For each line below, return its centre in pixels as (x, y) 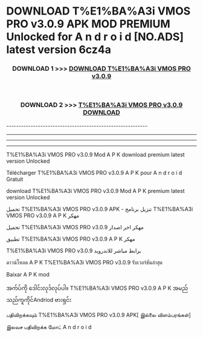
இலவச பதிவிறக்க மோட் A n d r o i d (49, 327)
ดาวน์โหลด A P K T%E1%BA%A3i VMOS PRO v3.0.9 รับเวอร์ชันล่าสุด (85, 262)
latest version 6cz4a (59, 50)
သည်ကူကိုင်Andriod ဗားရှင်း (39, 299)
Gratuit (15, 179)
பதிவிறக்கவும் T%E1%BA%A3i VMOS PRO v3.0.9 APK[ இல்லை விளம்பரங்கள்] (99, 315)
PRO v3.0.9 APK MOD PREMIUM (88, 24)
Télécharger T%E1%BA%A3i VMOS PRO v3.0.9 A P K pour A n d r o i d (94, 172)
